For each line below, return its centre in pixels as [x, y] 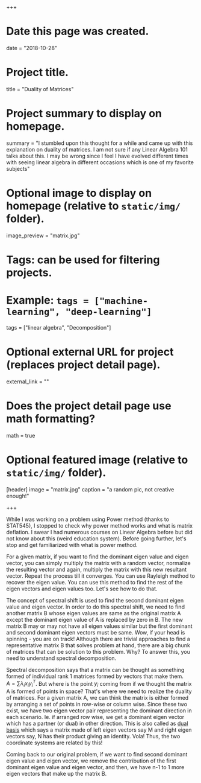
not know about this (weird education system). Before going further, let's [96, 539]
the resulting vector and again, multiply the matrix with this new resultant [97, 569]
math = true [21, 435]
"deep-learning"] [109, 312]
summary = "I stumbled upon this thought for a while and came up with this [100, 143]
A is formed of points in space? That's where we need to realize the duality [99, 691]
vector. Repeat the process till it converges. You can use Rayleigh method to [101, 576]
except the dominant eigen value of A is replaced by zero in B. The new [95, 619]
